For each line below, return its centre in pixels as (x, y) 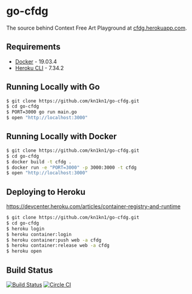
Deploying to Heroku (46, 192)
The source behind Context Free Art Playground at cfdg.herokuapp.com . (97, 28)
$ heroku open (24, 251)
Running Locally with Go (53, 87)
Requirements (33, 47)
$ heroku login (25, 229)
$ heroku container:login (39, 234)
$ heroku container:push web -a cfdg (54, 240)
